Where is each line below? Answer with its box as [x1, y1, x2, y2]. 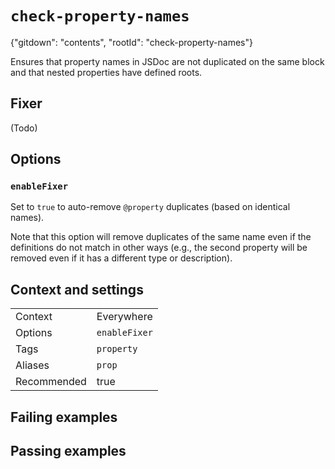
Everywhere [96, 310, 153, 324]
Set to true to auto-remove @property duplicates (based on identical [10, 201, 291, 213]
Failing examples [10, 408, 118, 426]
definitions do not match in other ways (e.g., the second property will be [10, 242, 308, 254]
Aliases [15, 358, 50, 372]
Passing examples [10, 443, 127, 460]
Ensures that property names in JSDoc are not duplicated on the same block [10, 55, 325, 67]
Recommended [15, 375, 87, 389]
